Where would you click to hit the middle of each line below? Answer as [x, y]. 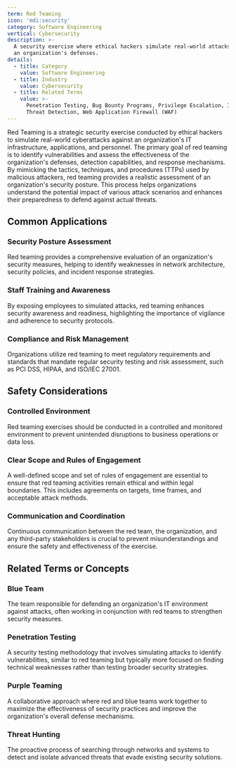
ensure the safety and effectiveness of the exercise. [83, 546]
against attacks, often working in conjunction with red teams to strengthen [115, 611]
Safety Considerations [58, 391]
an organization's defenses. [56, 54]
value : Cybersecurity [51, 86]
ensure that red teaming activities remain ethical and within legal [100, 483]
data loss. [21, 442]
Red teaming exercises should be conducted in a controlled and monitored [115, 426]
